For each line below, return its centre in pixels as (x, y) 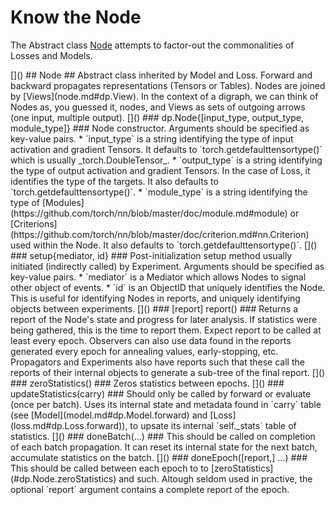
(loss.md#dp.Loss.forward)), (69, 425)
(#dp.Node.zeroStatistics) (63, 478)
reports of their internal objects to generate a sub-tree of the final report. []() (168, 372)
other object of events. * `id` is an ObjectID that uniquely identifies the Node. (168, 287)
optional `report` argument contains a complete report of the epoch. (150, 489)
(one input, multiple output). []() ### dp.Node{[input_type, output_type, (157, 117)
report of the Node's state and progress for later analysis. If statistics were (164, 319)
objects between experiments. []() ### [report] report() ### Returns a (154, 308)
